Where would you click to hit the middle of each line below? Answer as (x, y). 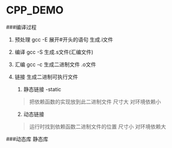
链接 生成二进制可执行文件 (46, 77)
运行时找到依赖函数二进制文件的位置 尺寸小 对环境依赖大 (97, 126)
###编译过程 (21, 27)
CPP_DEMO (35, 10)
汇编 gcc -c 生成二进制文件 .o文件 (55, 64)
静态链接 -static (42, 89)
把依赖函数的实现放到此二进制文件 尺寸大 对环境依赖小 (95, 101)
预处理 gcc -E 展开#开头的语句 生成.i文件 (64, 39)
